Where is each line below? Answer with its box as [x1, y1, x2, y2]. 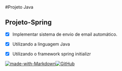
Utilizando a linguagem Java [12, 41, 70, 47]
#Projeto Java [5, 4, 34, 10]
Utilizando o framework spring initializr [12, 51, 91, 57]
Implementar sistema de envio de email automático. [12, 31, 118, 37]
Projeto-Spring [5, 18, 52, 26]
